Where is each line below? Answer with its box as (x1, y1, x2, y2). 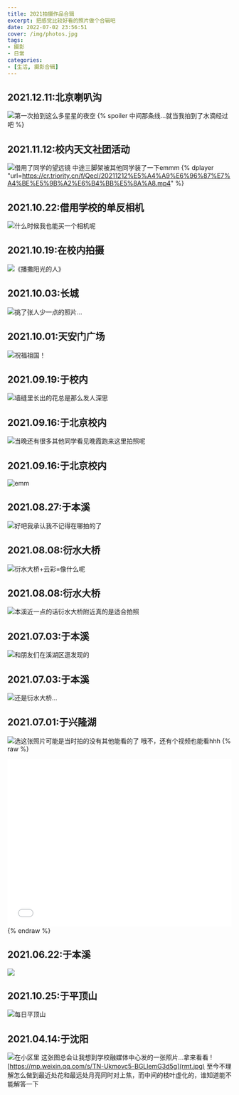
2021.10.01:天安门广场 (7, 331, 105, 343)
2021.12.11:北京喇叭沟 (7, 92, 102, 104)
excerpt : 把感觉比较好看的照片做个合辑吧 (7, 17, 116, 24)
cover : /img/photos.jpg (7, 30, 78, 38)
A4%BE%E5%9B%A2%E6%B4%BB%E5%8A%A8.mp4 (7, 179, 171, 188)
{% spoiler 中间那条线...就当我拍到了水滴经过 (97, 112, 229, 120)
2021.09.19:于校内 (7, 373, 89, 385)
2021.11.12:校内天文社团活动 (7, 143, 130, 155)
